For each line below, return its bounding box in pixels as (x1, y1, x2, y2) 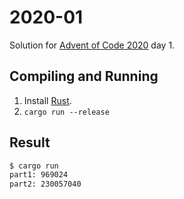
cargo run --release (23, 107, 110, 117)
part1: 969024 (9, 170, 69, 180)
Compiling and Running (9, 68, 159, 85)
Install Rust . (23, 94, 72, 106)
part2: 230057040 (9, 179, 82, 190)
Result (9, 134, 51, 151)
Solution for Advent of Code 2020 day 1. (9, 39, 176, 51)
